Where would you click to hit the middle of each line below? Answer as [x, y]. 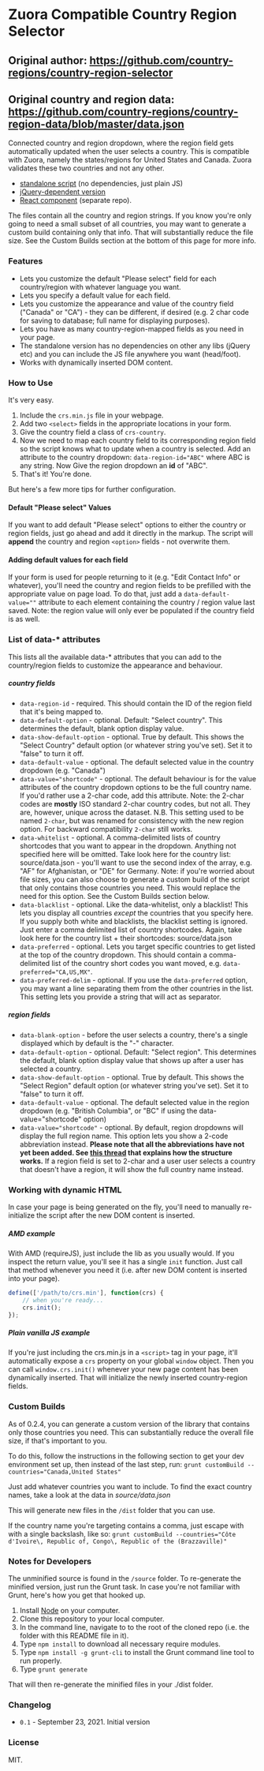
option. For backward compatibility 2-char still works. [106, 829]
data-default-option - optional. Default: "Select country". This [121, 720]
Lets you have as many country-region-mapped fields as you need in [132, 328]
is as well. [24, 619]
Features [26, 261]
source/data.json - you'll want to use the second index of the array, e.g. [136, 863]
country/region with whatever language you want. [100, 286]
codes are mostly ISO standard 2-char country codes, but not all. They [135, 803]
